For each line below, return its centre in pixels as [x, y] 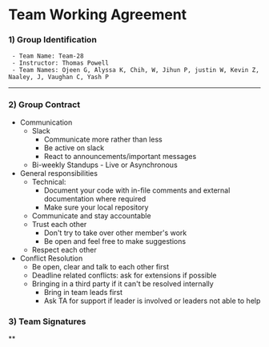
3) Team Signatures [47, 321]
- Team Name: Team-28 [48, 56]
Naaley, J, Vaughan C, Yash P [59, 78]
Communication [46, 122]
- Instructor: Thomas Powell [60, 63]
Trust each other [59, 224]
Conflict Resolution [51, 258]
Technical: [49, 181]
